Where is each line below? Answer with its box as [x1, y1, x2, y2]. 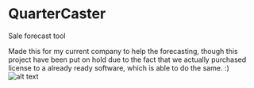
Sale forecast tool [8, 31, 66, 40]
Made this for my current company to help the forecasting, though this [8, 46, 238, 55]
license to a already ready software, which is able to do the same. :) [8, 63, 229, 72]
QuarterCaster [8, 5, 106, 23]
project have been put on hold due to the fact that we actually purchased [8, 55, 247, 64]
